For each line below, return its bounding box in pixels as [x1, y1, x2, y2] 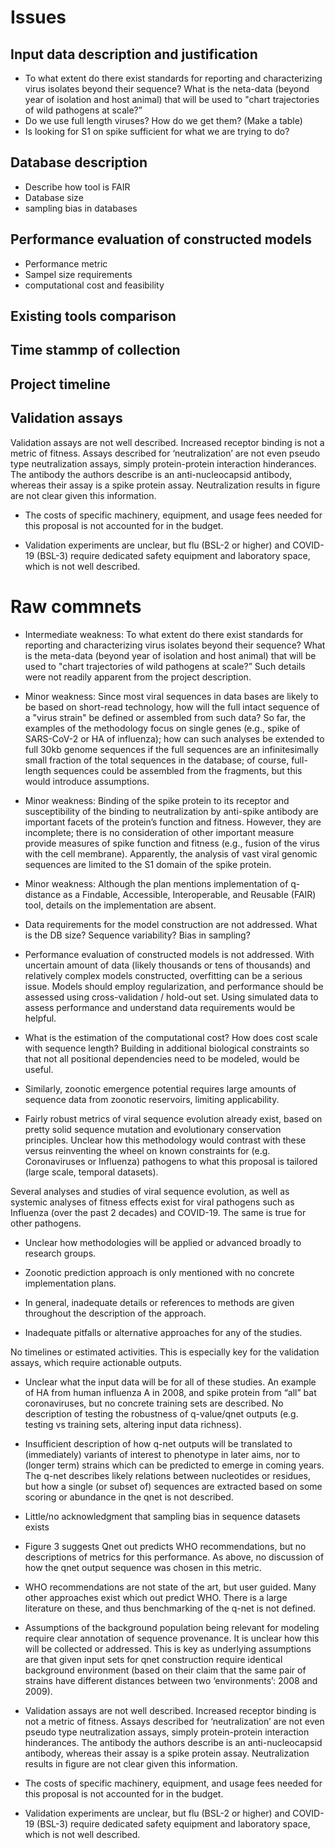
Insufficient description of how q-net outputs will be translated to [24, 1437, 293, 1450]
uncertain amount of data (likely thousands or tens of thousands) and [24, 959, 311, 971]
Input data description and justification [10, 46, 258, 63]
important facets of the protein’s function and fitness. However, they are [24, 816, 322, 828]
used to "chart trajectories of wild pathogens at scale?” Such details [24, 660, 306, 672]
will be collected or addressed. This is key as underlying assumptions [24, 1642, 312, 1655]
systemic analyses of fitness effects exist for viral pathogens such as [10, 1196, 295, 1208]
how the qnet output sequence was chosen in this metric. [24, 1561, 262, 1573]
